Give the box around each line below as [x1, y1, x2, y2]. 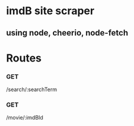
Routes [6, 51, 42, 64]
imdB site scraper [6, 4, 95, 18]
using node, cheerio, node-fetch [6, 28, 129, 38]
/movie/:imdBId [6, 114, 43, 121]
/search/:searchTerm [6, 86, 58, 93]
